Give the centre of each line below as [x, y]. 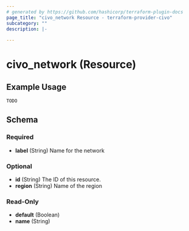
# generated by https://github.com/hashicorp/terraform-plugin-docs [95, 12]
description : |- [27, 29]
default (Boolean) [37, 215]
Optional [19, 166]
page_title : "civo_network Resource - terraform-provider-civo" [89, 18]
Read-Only [23, 201]
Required [20, 137]
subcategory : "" [27, 23]
